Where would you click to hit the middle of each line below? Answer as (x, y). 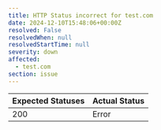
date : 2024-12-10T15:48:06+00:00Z (65, 23)
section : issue (33, 74)
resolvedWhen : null (40, 37)
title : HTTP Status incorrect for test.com (81, 15)
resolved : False (35, 30)
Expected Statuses (49, 101)
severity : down (33, 52)
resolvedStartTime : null (49, 45)
